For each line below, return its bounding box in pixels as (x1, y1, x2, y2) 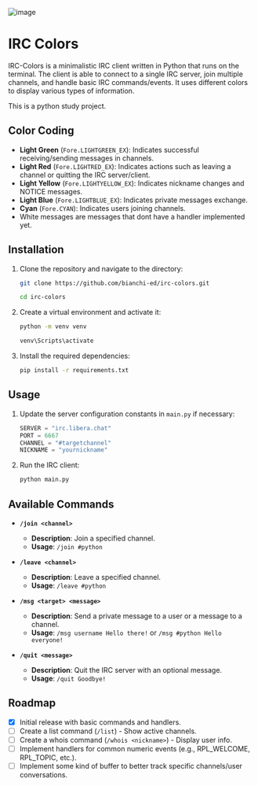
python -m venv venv (19, 323, 87, 330)
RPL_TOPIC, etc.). (19, 753, 77, 762)
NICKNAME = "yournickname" (19, 446, 108, 454)
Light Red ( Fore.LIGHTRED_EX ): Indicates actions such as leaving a (19, 161, 231, 171)
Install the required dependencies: (19, 351, 131, 361)
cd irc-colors (19, 293, 66, 301)
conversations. (19, 770, 68, 780)
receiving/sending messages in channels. (19, 153, 154, 163)
